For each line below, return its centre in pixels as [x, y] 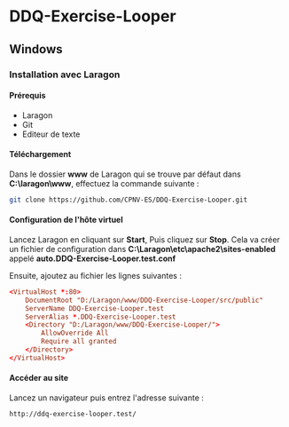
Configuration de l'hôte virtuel [66, 220]
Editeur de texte [51, 134]
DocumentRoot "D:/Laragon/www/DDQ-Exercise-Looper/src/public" [144, 300]
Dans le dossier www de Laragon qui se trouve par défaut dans [125, 174]
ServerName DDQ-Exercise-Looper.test [95, 308]
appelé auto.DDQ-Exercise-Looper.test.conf [93, 258]
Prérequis [27, 96]
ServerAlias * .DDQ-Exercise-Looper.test [101, 317]
